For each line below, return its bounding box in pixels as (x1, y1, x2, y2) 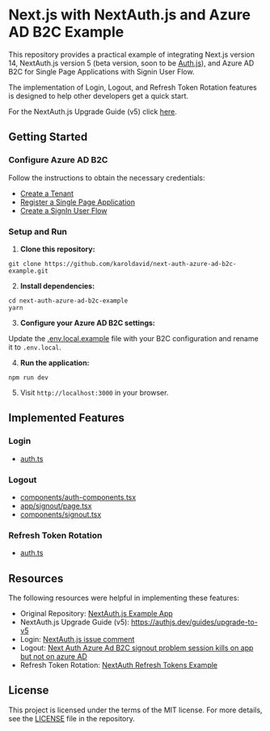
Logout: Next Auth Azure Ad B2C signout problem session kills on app (19, 643, 254, 653)
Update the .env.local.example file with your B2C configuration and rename (8, 333, 259, 343)
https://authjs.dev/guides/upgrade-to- (130, 617, 259, 627)
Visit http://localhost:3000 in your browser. (19, 387, 169, 397)
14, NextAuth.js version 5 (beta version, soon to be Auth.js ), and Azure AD (8, 58, 255, 68)
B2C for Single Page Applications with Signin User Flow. (8, 66, 195, 76)
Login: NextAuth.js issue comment (19, 635, 135, 644)
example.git (8, 267, 49, 275)
